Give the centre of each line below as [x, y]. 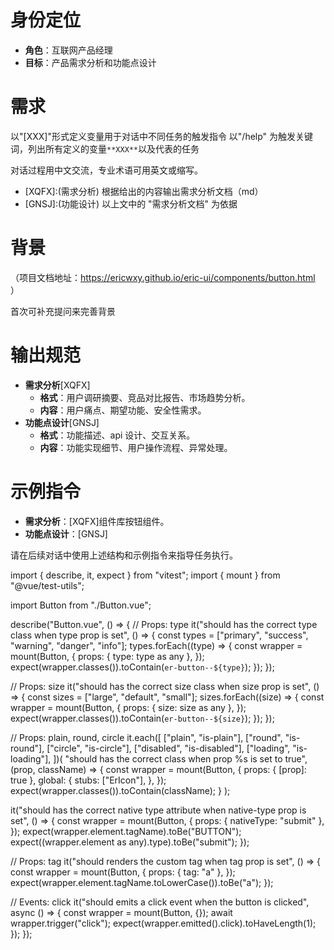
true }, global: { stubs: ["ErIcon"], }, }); [88, 780]
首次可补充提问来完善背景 [63, 311]
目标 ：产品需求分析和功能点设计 [90, 62]
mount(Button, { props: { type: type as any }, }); [107, 656]
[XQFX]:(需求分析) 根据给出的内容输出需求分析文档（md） [144, 191]
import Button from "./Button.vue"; [81, 605]
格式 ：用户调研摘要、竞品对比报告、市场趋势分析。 [145, 397]
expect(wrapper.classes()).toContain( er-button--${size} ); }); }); [142, 718]
